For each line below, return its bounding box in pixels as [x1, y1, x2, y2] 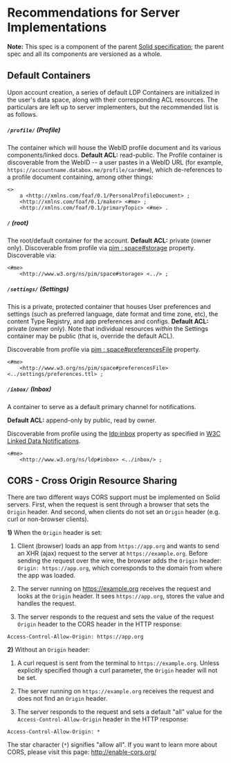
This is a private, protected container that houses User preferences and [7, 302, 211, 310]
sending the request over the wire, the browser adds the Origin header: [17, 556, 222, 565]
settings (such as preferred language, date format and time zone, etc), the [7, 310, 219, 318]
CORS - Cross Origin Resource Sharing [7, 475, 178, 487]
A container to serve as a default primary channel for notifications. [7, 402, 196, 411]
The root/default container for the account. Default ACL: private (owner [7, 236, 212, 245]
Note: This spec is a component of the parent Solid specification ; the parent [7, 42, 224, 50]
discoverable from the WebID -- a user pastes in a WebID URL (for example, [7, 158, 223, 167]
